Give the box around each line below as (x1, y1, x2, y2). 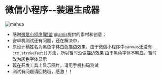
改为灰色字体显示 (12, 56, 47, 62)
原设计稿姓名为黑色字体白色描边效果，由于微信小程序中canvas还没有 (12, 43, 152, 49)
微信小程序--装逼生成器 (5, 4, 100, 16)
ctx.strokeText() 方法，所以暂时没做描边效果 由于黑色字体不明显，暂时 (12, 50, 157, 56)
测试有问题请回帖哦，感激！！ (12, 68, 73, 74)
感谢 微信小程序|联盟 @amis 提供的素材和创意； (12, 31, 107, 37)
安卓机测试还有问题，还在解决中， (12, 38, 82, 43)
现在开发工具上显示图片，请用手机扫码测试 (12, 62, 99, 68)
